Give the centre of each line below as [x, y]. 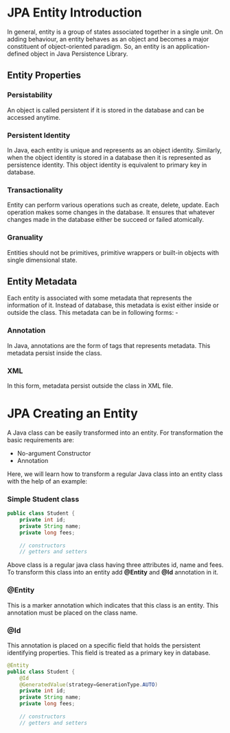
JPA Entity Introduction [74, 13]
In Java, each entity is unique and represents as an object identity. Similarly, [114, 150]
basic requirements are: [41, 440]
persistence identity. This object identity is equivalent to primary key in [107, 165]
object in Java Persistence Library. [79, 54]
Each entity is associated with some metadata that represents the [100, 298]
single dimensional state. [42, 260]
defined [18, 54]
